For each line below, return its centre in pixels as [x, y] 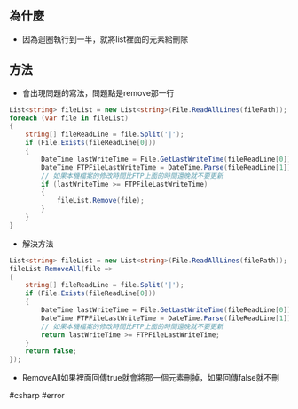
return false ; [51, 351]
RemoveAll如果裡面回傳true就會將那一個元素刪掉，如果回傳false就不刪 [150, 378]
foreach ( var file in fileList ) [69, 118]
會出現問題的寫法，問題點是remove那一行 [98, 92]
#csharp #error [37, 396]
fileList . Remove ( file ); [100, 201]
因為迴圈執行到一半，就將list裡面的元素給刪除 [105, 39]
